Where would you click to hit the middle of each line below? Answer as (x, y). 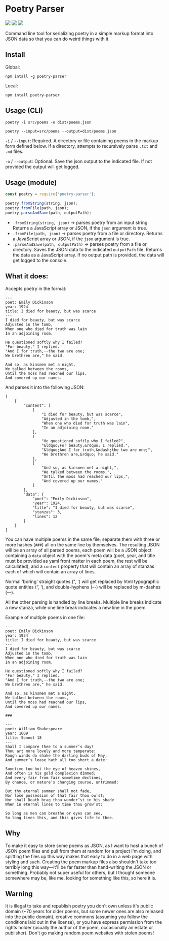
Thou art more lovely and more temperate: (51, 751)
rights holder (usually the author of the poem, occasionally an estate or (79, 928)
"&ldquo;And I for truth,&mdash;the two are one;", (97, 450)
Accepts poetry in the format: (36, 288)
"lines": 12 (45, 516)
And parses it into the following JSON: (45, 387)
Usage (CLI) (24, 110)
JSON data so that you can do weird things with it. (57, 39)
